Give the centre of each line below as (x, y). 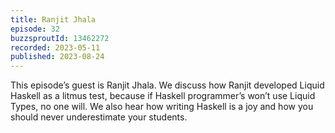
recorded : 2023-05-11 (55, 47)
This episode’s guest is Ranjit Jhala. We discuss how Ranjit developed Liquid (167, 85)
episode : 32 (35, 29)
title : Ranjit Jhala (53, 19)
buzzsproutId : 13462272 (60, 38)
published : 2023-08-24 (57, 57)
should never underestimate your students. (99, 117)
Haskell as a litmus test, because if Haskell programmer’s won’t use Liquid (163, 96)
